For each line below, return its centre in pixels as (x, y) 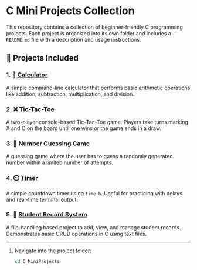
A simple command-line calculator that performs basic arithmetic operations (98, 88)
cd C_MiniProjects (37, 261)
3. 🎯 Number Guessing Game (48, 144)
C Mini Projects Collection (70, 11)
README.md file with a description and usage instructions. (74, 39)
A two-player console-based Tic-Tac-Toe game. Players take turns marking (97, 122)
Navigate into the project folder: (53, 251)
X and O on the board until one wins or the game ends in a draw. (84, 128)
